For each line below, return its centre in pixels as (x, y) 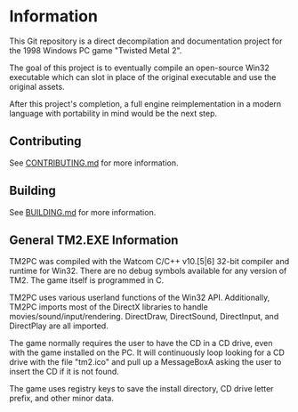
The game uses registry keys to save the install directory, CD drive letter (141, 389)
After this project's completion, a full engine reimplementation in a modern (145, 103)
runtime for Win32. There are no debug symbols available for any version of (148, 271)
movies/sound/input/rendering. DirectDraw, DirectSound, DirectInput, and (144, 317)
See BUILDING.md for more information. (83, 212)
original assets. (37, 86)
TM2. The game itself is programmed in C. (87, 280)
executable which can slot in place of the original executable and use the (143, 77)
